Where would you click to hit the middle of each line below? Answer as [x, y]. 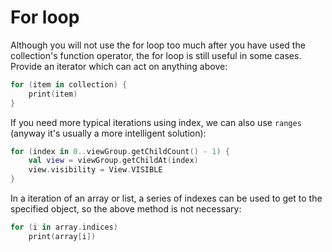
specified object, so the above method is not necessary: [126, 209]
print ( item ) [53, 94]
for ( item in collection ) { [69, 84]
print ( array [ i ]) [62, 236]
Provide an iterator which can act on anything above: [119, 66]
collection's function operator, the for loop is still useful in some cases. [156, 55]
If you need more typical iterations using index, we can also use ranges [156, 122]
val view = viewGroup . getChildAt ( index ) [113, 161]
